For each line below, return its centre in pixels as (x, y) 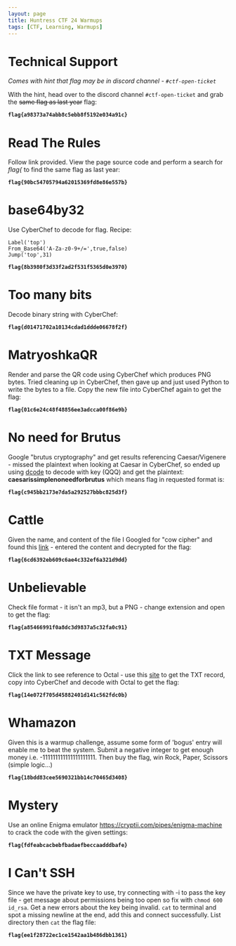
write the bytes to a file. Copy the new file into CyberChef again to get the (115, 390)
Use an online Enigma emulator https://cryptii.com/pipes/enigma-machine (115, 825)
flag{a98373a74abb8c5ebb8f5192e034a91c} (68, 115)
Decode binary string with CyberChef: (63, 315)
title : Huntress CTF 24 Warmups (55, 20)
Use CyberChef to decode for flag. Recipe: (70, 230)
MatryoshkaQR (53, 355)
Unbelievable (47, 588)
